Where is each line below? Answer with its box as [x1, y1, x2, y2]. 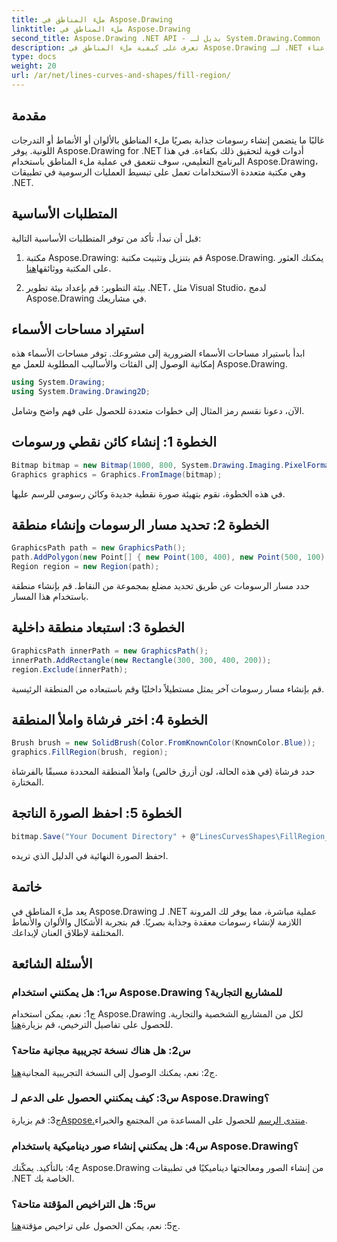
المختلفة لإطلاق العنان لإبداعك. [11, 926, 124, 938]
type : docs [11, 52, 57, 62]
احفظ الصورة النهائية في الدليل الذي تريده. [11, 849, 169, 861]
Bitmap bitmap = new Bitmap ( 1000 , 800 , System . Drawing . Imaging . [11, 460, 285, 470]
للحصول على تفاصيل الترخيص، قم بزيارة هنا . [11, 1019, 174, 1031]
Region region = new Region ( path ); [11, 562, 160, 572]
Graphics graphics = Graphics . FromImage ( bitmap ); [11, 469, 223, 480]
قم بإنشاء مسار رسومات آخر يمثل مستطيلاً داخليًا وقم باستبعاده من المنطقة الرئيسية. [11, 682, 325, 695]
